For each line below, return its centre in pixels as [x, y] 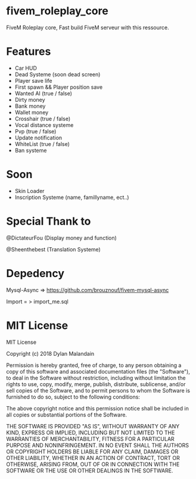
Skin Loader [29, 191]
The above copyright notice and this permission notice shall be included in [97, 408]
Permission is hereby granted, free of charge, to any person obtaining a [94, 365]
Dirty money [30, 99]
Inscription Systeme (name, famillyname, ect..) [72, 197]
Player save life [33, 80]
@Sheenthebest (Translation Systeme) [54, 249]
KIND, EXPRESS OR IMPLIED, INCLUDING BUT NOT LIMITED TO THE [91, 433]
